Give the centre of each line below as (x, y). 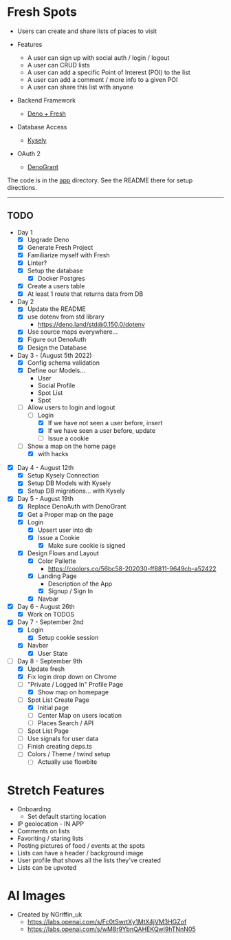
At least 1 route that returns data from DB (85, 294)
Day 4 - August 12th (45, 468)
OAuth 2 (29, 153)
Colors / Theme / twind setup (69, 754)
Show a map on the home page (71, 446)
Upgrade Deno (48, 239)
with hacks (53, 454)
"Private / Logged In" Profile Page (75, 684)
